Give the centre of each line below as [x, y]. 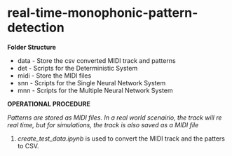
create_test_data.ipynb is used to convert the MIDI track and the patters [121, 139]
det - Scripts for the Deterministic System [77, 68]
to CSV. [28, 146]
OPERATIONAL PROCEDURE [49, 104]
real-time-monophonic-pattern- [103, 13]
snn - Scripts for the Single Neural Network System [91, 83]
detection [36, 28]
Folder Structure [32, 47]
